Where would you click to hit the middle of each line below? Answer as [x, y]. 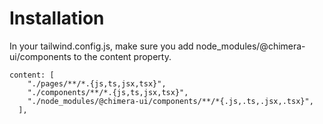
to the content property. [122, 56]
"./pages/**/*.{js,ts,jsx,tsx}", [97, 83]
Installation [57, 18]
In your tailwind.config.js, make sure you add [101, 46]
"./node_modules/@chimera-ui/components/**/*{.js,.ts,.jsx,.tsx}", [170, 101]
